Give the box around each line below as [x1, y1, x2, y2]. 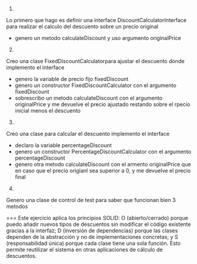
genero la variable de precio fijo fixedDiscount [14, 76, 129, 82]
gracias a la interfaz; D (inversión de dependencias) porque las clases [6, 227, 178, 234]
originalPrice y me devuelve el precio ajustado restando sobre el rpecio [14, 101, 191, 108]
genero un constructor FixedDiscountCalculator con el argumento [14, 82, 177, 89]
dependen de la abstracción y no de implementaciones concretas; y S [6, 234, 178, 240]
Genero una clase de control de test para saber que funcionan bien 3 [6, 197, 176, 203]
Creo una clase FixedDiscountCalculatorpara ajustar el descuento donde [6, 58, 185, 64]
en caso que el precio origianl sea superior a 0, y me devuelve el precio [14, 167, 191, 174]
